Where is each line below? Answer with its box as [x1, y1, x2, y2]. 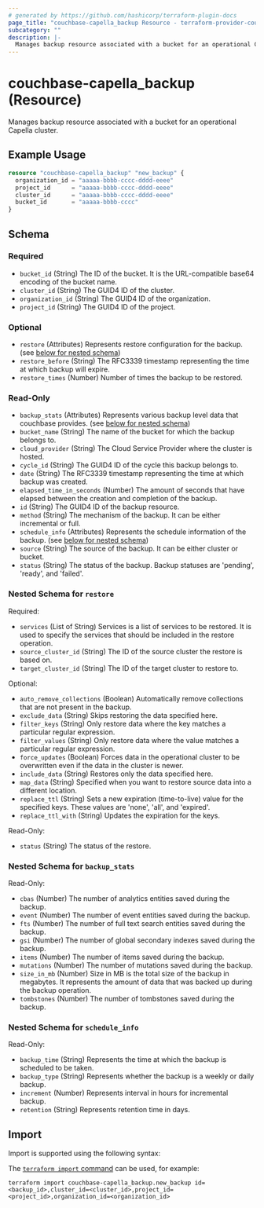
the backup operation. [19, 986, 92, 994]
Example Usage [8, 148, 86, 162]
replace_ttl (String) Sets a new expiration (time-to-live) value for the [19, 794, 244, 804]
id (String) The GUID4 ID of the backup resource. [19, 502, 180, 511]
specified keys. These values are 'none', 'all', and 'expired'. [19, 802, 211, 811]
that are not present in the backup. [19, 702, 132, 712]
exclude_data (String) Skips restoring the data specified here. [19, 710, 218, 719]
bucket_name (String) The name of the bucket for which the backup [19, 427, 235, 437]
